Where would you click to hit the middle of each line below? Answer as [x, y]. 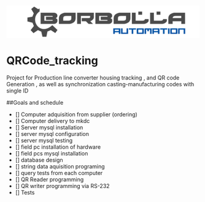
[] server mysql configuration [52, 133]
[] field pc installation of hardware [58, 147]
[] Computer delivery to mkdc [52, 121]
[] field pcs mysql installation [52, 153]
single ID [17, 91]
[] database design [39, 160]
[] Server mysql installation [49, 127]
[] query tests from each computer [59, 173]
